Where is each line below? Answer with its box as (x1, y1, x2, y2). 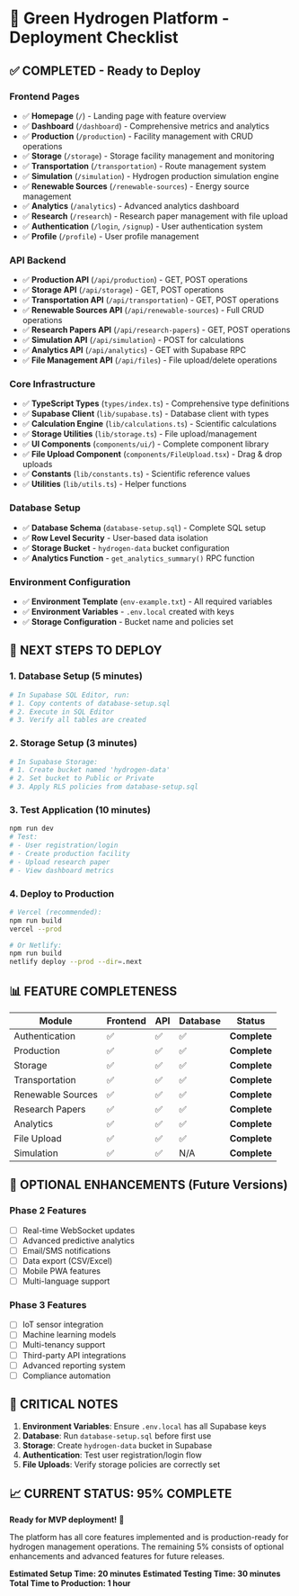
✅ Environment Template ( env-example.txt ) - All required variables (22, 596, 273, 607)
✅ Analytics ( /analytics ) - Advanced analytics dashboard (22, 200, 240, 211)
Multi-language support (22, 1276, 110, 1286)
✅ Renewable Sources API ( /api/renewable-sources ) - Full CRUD (22, 305, 265, 316)
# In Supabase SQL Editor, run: (9, 690, 130, 699)
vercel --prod (9, 924, 63, 933)
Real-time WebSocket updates (22, 1224, 136, 1236)
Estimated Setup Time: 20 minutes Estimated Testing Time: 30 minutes (9, 1568, 281, 1579)
